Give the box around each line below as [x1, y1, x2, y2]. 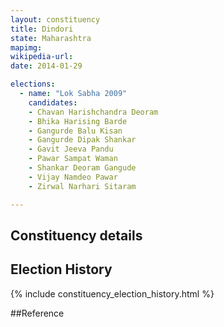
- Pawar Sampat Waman [28, 154, 118, 164]
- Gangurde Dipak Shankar [28, 135, 137, 145]
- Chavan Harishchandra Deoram [28, 107, 159, 117]
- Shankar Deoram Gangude [28, 163, 137, 173]
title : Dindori [10, 24, 74, 34]
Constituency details [10, 227, 143, 244]
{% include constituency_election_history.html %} [10, 287, 215, 300]
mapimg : [10, 42, 43, 53]
